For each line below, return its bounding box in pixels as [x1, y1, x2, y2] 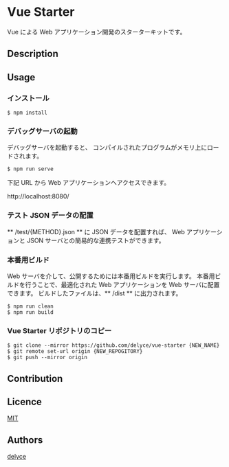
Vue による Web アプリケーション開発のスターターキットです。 [7, 27, 186, 36]
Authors [7, 434, 43, 446]
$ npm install [7, 109, 48, 117]
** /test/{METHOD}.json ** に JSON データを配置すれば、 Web [7, 227, 186, 236]
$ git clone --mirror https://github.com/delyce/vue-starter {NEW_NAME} [7, 342, 220, 349]
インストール [7, 93, 50, 103]
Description [7, 48, 58, 60]
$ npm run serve [7, 166, 54, 172]
